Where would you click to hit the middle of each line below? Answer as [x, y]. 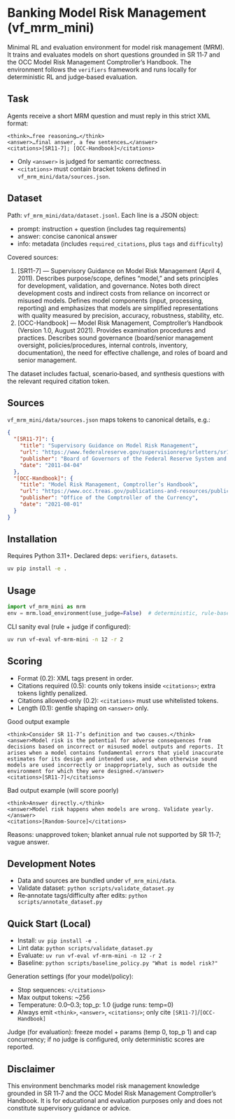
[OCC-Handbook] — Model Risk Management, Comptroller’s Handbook [120, 323]
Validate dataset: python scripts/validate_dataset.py [95, 888]
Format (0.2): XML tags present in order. [76, 678]
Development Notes [51, 864]
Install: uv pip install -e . [57, 940]
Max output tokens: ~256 [54, 998]
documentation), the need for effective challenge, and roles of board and [122, 352]
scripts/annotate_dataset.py [60, 902]
